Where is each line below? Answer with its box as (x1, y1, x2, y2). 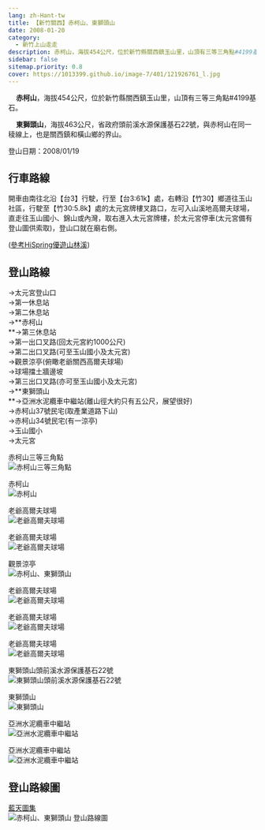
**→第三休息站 (8, 327, 57, 337)
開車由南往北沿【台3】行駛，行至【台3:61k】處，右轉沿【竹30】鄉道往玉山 (8, 194, 252, 204)
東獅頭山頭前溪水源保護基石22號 (8, 666, 114, 675)
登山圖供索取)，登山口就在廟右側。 (8, 223, 122, 233)
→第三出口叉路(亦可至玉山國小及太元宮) (8, 376, 138, 387)
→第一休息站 (8, 297, 50, 308)
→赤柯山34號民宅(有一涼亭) (8, 416, 99, 426)
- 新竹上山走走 (15, 41, 58, 49)
